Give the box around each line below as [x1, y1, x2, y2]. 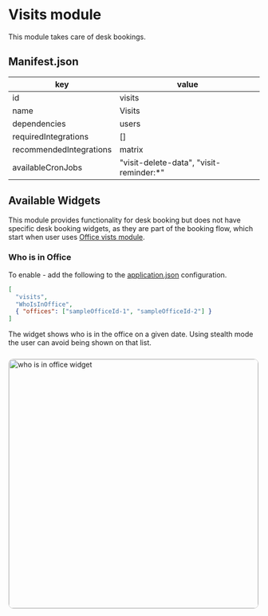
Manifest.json [8, 55, 79, 69]
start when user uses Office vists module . [8, 232, 145, 241]
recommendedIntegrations [12, 143, 112, 155]
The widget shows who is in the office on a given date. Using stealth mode [8, 329, 254, 339]
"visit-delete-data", [119, 157, 195, 168]
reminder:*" [119, 167, 165, 178]
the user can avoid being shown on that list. [8, 338, 152, 347]
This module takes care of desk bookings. [8, 32, 146, 41]
